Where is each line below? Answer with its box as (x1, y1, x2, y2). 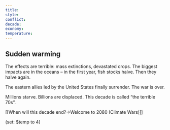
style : (5, 12, 19, 17)
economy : (5, 26, 24, 31)
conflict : (5, 17, 26, 22)
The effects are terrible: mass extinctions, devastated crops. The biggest (5, 63, 157, 69)
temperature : (5, 31, 33, 36)
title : (5, 7, 19, 13)
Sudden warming (5, 50, 61, 58)
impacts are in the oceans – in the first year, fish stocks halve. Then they (5, 69, 157, 75)
